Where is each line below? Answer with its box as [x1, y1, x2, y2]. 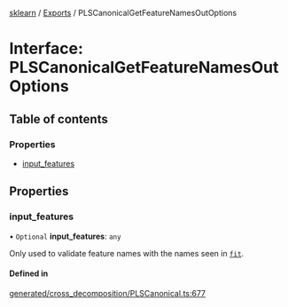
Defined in [9, 268, 49, 279]
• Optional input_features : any [9, 231, 121, 241]
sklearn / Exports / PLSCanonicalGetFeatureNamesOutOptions [9, 8, 237, 18]
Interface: [9, 39, 84, 59]
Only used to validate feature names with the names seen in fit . [9, 248, 245, 258]
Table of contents [9, 111, 108, 127]
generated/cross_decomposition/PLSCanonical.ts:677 [9, 287, 206, 298]
